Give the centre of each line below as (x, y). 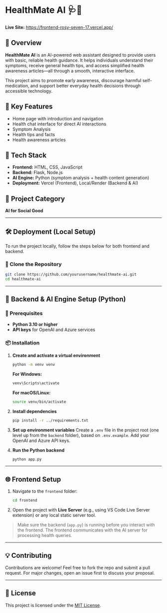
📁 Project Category (35, 199)
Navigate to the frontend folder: (45, 491)
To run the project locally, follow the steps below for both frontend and (78, 246)
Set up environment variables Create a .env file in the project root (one (85, 430)
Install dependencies (35, 411)
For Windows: (27, 374)
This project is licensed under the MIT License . (53, 605)
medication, (17, 86)
